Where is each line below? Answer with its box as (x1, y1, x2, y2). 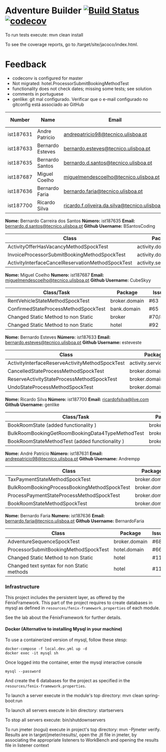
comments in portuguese (12, 91, 64, 97)
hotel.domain (113, 546, 144, 553)
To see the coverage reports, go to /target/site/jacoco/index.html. (5, 41, 138, 47)
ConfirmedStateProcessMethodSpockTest (7, 305, 106, 312)
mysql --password (5, 669, 41, 674)
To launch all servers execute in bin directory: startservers (5, 707, 124, 713)
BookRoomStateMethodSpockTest (7, 500, 87, 507)
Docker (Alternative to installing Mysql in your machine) (5, 626, 123, 632)
